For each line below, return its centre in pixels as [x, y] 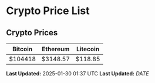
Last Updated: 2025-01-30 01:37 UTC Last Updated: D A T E [77, 74]
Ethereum [56, 49]
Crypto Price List [48, 11]
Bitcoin [23, 49]
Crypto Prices [32, 33]
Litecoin [88, 49]
